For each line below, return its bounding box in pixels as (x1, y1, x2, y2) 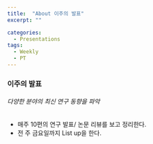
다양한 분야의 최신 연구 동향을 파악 (7, 98, 100, 106)
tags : (7, 42, 23, 49)
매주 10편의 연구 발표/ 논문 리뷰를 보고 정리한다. (17, 120, 147, 128)
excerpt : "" (7, 17, 42, 24)
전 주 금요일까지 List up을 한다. (17, 129, 102, 137)
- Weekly (13, 48, 39, 55)
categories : (7, 29, 42, 36)
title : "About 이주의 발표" (7, 10, 85, 17)
